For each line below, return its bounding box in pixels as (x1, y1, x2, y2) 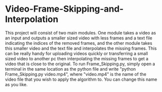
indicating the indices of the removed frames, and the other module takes (5, 40, 152, 46)
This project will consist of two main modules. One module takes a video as (5, 30, 156, 36)
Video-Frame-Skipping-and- (5, 3, 124, 15)
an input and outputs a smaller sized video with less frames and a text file (5, 35, 152, 41)
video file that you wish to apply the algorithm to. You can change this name (5, 76, 157, 82)
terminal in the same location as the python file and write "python (5, 66, 136, 72)
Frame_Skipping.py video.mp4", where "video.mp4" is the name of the (5, 71, 147, 77)
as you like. (5, 81, 28, 87)
